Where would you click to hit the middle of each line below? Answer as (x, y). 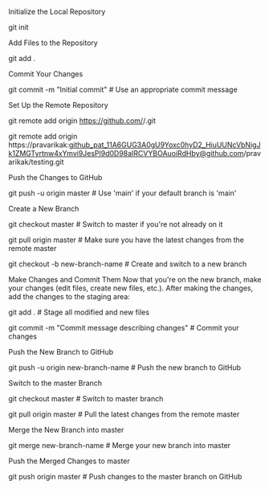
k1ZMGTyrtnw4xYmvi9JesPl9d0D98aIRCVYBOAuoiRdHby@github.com (126, 153)
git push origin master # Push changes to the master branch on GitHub (125, 477)
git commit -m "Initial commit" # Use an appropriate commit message (123, 89)
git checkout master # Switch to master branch (86, 399)
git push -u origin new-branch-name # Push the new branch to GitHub (125, 368)
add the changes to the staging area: (69, 296)
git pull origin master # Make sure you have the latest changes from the (126, 240)
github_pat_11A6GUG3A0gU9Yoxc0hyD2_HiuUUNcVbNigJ (165, 145)
